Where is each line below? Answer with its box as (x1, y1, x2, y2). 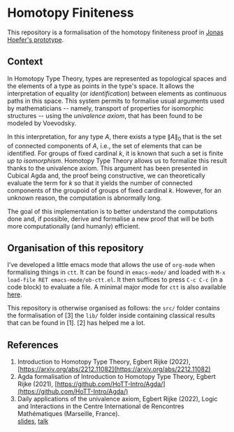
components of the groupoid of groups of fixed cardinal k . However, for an (7, 186, 221, 194)
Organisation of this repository (7, 242, 145, 254)
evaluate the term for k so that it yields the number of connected (7, 178, 193, 187)
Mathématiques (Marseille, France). (17, 410, 120, 418)
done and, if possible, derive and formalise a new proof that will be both (7, 215, 214, 223)
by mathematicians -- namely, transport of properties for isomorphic (7, 103, 204, 113)
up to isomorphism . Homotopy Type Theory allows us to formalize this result (7, 156, 227, 165)
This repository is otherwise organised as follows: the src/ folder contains (7, 304, 220, 312)
